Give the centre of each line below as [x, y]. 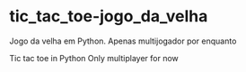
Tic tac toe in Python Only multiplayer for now [94, 58]
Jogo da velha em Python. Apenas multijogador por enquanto [123, 41]
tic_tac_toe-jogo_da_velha [109, 16]
